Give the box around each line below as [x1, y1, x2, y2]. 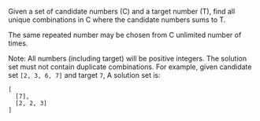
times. [8, 38, 28, 48]
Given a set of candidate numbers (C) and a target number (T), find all [8, 7, 236, 16]
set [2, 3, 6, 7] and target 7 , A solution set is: [8, 71, 162, 79]
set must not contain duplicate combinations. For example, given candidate [8, 62, 252, 71]
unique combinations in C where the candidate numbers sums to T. [8, 15, 226, 24]
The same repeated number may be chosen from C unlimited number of [8, 31, 242, 39]
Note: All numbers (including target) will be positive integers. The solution [8, 54, 247, 63]
